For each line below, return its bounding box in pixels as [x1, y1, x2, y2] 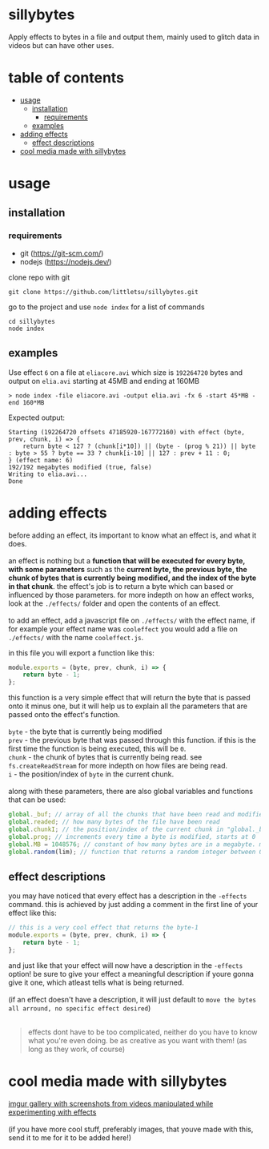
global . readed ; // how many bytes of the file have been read [8, 818, 220, 826]
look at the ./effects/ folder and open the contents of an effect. [8, 599, 221, 608]
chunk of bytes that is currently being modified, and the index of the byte [8, 573, 257, 583]
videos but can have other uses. [8, 40, 114, 50]
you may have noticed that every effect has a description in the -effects [8, 891, 247, 901]
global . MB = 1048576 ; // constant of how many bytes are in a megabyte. [8, 840, 256, 849]
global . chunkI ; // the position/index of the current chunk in [8, 825, 224, 833]
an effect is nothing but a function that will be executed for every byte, [8, 555, 246, 566]
